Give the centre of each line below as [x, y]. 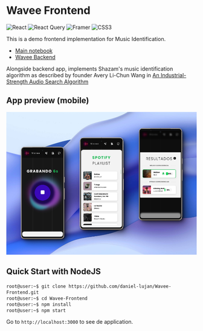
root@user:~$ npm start [36, 310]
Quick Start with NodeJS [53, 272]
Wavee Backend [35, 57]
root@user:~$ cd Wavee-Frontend [47, 298]
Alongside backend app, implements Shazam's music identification [90, 69]
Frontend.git [23, 292]
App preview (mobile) [48, 101]
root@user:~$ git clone [36, 286]
